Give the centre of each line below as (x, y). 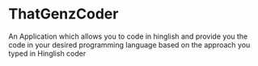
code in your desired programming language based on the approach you (129, 44)
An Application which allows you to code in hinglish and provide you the (128, 36)
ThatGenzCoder (63, 14)
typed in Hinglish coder (47, 53)
